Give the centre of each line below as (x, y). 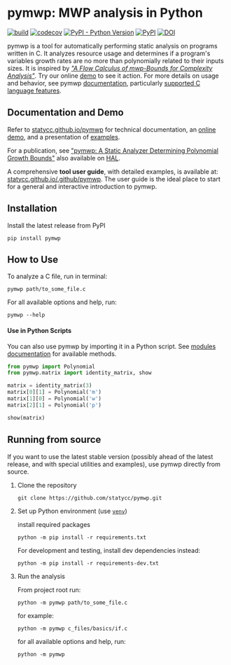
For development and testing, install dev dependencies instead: (109, 550)
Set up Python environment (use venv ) (72, 511)
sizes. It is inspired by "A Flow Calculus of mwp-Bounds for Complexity (110, 68)
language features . (34, 90)
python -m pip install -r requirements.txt (82, 537)
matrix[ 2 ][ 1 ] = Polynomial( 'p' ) (54, 405)
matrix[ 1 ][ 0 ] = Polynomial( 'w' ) (54, 399)
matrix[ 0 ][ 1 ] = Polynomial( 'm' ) (54, 392)
